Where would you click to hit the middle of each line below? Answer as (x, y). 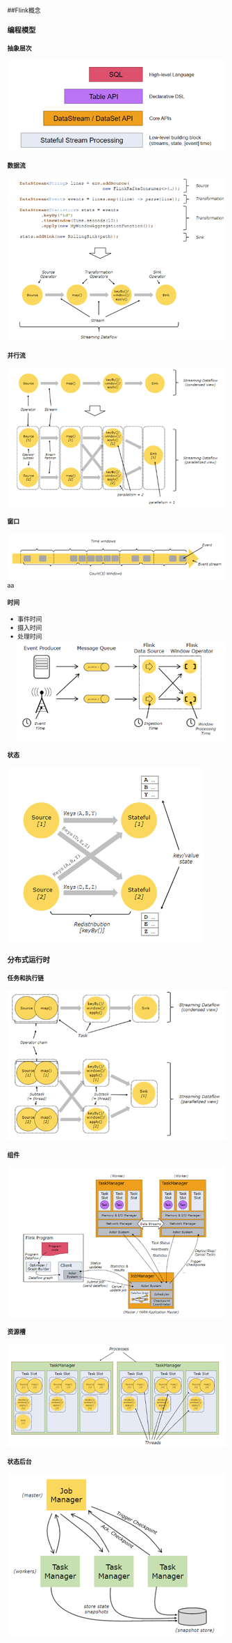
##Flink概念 (24, 10)
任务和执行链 (25, 977)
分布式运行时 (29, 959)
